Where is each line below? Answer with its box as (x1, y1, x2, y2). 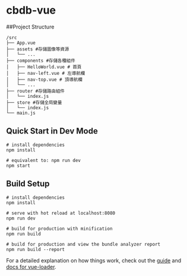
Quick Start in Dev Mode (6, 126, 98, 137)
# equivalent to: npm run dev (6, 157, 81, 163)
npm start (6, 163, 31, 169)
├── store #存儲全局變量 (6, 99, 62, 106)
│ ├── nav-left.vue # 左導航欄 (6, 70, 85, 76)
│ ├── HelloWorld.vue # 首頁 (6, 64, 82, 70)
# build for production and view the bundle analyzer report (6, 241, 161, 247)
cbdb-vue (6, 4, 56, 17)
